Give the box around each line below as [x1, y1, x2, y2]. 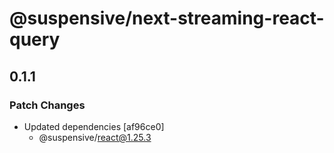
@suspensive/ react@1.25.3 [38, 131, 152, 143]
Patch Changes [9, 98, 86, 112]
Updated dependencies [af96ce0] [23, 120, 165, 132]
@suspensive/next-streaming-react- [9, 7, 325, 30]
